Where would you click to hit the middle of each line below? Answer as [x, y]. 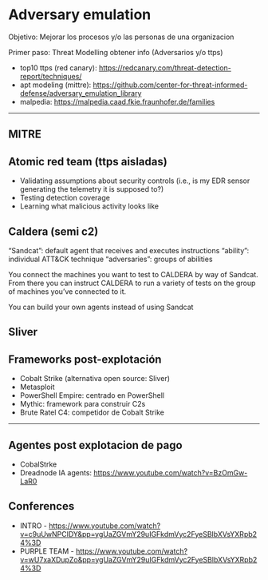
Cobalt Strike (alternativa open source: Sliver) [95, 379]
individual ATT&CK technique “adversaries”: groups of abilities [110, 259]
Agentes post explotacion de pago [95, 445]
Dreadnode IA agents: [56, 472]
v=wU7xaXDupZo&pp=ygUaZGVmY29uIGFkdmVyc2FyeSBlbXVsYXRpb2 [138, 559]
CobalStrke [38, 464]
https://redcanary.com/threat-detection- [165, 68]
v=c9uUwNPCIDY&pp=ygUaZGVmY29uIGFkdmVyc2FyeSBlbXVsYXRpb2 [138, 534]
